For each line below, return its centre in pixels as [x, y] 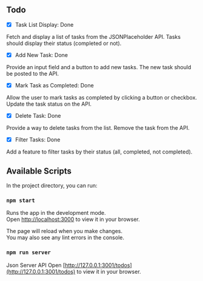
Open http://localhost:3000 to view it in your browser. [73, 219]
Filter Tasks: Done [38, 140]
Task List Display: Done [44, 24]
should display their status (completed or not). [64, 43]
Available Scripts [39, 171]
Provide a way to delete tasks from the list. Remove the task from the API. [98, 128]
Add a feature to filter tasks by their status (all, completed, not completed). [99, 152]
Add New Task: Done [42, 55]
